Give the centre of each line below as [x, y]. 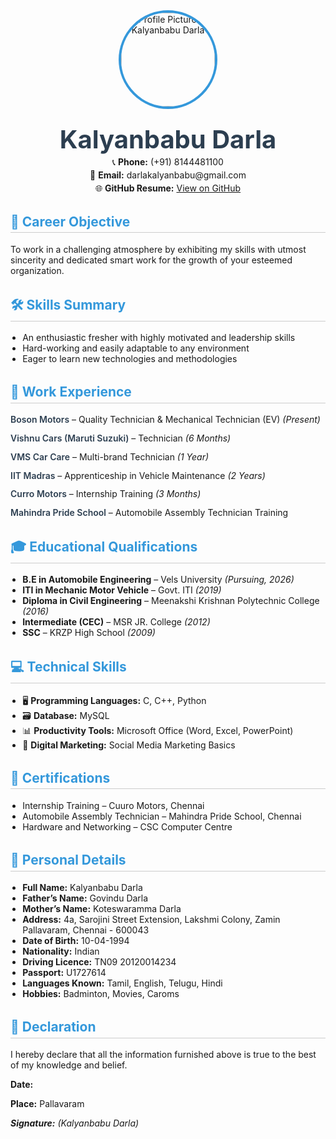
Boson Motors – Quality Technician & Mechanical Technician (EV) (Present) [165, 420]
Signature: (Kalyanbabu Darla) [75, 1123]
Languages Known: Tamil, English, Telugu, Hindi [122, 983]
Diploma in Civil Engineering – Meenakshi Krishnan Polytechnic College [171, 601]
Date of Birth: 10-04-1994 [76, 941]
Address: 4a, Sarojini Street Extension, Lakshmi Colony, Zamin [151, 920]
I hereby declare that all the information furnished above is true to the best [163, 1055]
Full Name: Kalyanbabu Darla [82, 888]
